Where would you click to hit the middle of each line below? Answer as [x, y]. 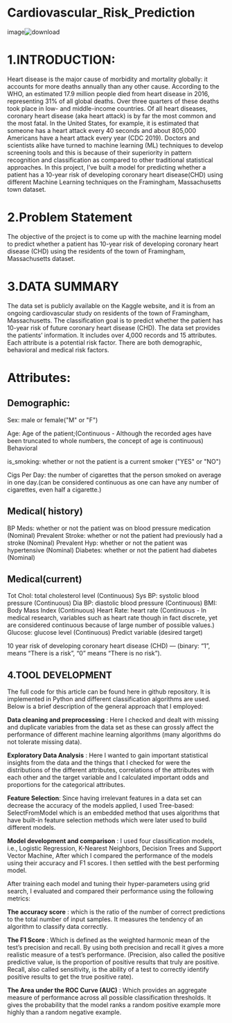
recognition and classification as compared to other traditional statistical [110, 160]
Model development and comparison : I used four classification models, [111, 841]
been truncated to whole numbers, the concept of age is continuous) [106, 440]
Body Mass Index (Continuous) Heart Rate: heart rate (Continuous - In [107, 610]
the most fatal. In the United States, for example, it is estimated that [103, 123]
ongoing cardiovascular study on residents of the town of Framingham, [108, 313]
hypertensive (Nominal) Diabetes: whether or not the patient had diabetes [112, 550]
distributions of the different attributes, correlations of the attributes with [111, 770]
